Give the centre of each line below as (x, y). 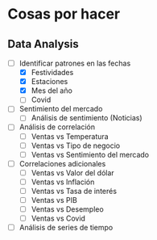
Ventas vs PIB (54, 200)
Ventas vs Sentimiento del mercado (90, 154)
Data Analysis (43, 44)
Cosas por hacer (64, 14)
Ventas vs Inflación (63, 182)
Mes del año (52, 91)
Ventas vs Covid (58, 218)
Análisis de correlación (57, 127)
